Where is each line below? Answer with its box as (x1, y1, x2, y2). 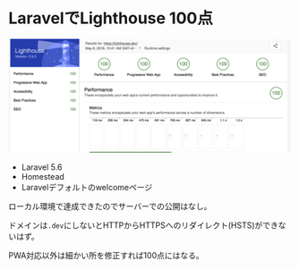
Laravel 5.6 (21, 162, 63, 172)
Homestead (21, 171, 64, 181)
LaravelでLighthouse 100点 (8, 8, 214, 29)
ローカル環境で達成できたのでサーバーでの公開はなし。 (8, 200, 212, 211)
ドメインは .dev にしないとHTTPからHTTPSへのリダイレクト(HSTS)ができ (8, 220, 279, 231)
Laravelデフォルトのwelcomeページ (21, 181, 153, 192)
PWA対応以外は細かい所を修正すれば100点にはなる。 (8, 249, 204, 260)
